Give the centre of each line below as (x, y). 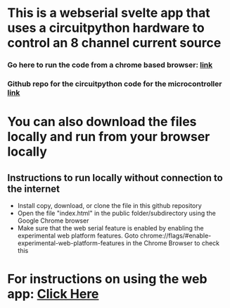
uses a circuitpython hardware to (106, 28)
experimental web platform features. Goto (78, 236)
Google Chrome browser (53, 221)
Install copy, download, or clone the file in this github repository (109, 206)
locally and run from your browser (109, 137)
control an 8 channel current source (114, 43)
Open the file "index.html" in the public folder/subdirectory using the (116, 214)
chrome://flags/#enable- (176, 236)
